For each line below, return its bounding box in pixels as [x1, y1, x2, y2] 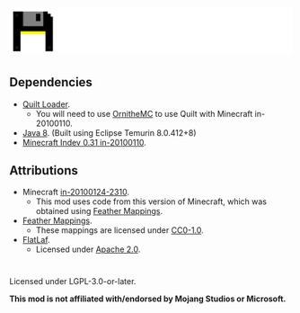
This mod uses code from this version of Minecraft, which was [35, 196, 268, 207]
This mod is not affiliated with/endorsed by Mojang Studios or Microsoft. [9, 293, 287, 304]
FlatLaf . [22, 235, 51, 246]
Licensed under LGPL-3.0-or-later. [9, 275, 137, 286]
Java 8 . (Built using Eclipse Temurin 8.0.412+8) [22, 127, 197, 138]
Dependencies [9, 75, 93, 90]
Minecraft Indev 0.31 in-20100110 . [22, 137, 146, 148]
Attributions [9, 163, 79, 178]
